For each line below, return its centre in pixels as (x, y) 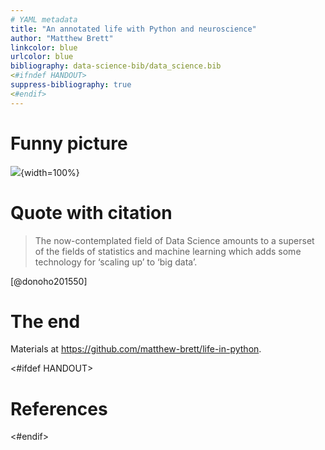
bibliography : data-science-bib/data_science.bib (116, 66)
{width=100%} (50, 172)
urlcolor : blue (42, 57)
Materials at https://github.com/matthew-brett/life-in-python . (136, 349)
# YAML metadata (44, 19)
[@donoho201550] (49, 281)
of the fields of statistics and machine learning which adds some (168, 251)
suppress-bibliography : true (71, 85)
